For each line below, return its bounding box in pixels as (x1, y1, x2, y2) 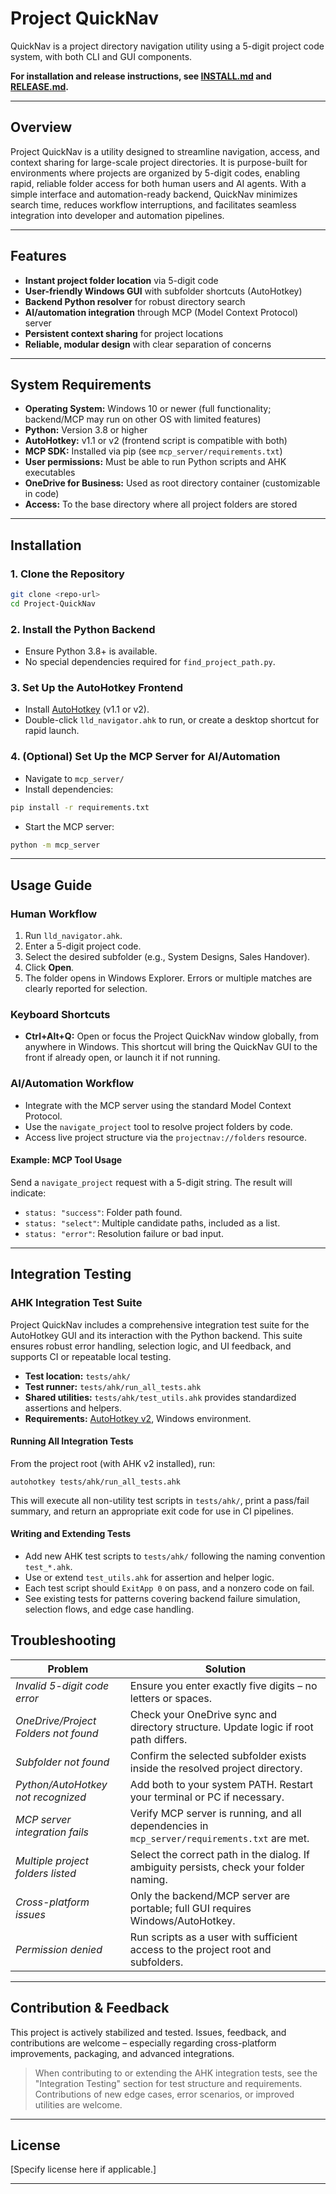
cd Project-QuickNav (10, 598, 97, 609)
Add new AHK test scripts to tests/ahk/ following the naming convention (24, 1550, 326, 1562)
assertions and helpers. (24, 1402, 122, 1414)
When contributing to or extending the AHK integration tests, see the (34, 2067, 318, 2079)
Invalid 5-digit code (15, 1678, 110, 1692)
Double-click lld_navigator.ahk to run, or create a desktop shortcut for (24, 714, 320, 726)
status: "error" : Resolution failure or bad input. (24, 1227, 224, 1239)
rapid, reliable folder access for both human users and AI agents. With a (10, 177, 307, 189)
